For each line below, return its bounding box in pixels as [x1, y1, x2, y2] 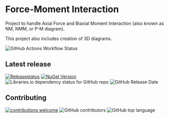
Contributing [5, 94, 47, 102]
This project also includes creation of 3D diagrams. [5, 35, 112, 42]
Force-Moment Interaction [5, 4, 119, 15]
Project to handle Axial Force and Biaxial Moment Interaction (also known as [5, 20, 164, 26]
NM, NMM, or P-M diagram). [5, 25, 65, 31]
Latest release [5, 60, 51, 69]
